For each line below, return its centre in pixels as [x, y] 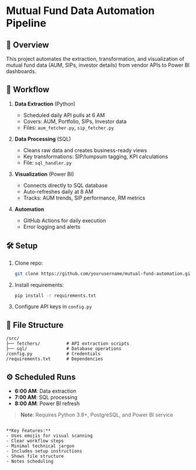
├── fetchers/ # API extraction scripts [68, 344]
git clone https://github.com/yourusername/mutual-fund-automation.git [104, 273]
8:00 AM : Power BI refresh [47, 403]
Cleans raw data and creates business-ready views [85, 150]
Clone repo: [29, 263]
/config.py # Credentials [53, 354]
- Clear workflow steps [35, 441]
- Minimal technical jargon [40, 446]
